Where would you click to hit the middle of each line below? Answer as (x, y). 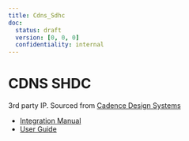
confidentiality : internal (60, 45)
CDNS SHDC (50, 84)
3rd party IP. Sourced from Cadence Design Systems (94, 106)
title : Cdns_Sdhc (37, 15)
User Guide (38, 129)
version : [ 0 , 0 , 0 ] (47, 37)
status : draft (38, 30)
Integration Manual (50, 121)
